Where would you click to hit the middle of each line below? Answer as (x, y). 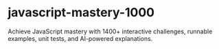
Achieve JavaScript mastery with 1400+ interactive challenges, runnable (110, 31)
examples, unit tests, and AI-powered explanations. (80, 38)
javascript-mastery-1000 (81, 13)
